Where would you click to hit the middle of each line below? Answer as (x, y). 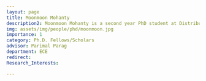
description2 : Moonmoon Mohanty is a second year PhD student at (91, 23)
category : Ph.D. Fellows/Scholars (51, 40)
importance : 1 (25, 35)
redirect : (19, 57)
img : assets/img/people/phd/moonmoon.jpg (60, 29)
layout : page (23, 12)
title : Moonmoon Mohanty (38, 18)
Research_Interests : (33, 63)
